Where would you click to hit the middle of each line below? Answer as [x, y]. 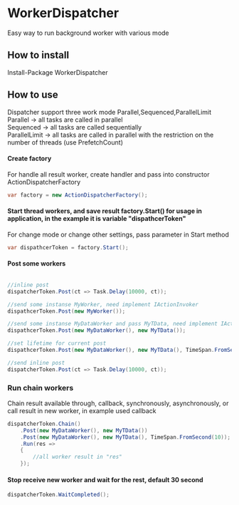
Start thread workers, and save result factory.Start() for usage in [105, 211]
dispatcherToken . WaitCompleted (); [59, 495]
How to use [33, 95]
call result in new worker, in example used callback [82, 410]
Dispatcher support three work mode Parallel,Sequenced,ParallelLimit [110, 112]
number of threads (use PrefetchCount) [65, 142]
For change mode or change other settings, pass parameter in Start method [118, 234]
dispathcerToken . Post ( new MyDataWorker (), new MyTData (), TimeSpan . [111, 350]
